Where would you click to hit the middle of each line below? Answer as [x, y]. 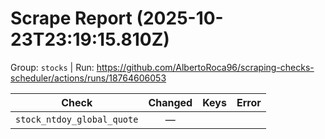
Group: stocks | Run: [52, 67]
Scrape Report [71, 18]
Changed [170, 102]
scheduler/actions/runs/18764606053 [88, 78]
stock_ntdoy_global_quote [77, 119]
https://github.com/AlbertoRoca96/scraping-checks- [205, 67]
